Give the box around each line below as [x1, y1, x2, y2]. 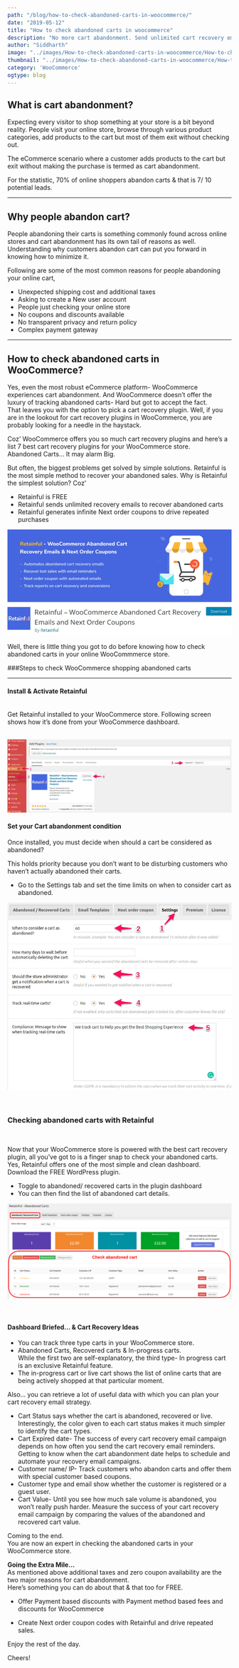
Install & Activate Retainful [7, 687, 87, 695]
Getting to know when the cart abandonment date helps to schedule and [17, 1450, 230, 1458]
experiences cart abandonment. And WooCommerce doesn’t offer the [7, 391, 212, 399]
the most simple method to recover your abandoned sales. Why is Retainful [7, 471, 228, 480]
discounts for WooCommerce [17, 1605, 105, 1613]
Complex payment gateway [17, 325, 98, 334]
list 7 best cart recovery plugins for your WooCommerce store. [7, 442, 191, 451]
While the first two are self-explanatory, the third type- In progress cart [17, 1354, 226, 1362]
